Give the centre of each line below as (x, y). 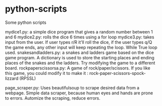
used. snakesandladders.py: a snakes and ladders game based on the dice (80, 53)
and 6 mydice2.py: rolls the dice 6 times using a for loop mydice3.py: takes (80, 37)
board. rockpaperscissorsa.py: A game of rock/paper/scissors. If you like (78, 68)
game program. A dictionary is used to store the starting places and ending (80, 57)
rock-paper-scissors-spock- (118, 73)
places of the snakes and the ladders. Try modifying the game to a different (80, 63)
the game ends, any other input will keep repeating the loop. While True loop (81, 47)
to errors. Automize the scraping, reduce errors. (53, 98)
